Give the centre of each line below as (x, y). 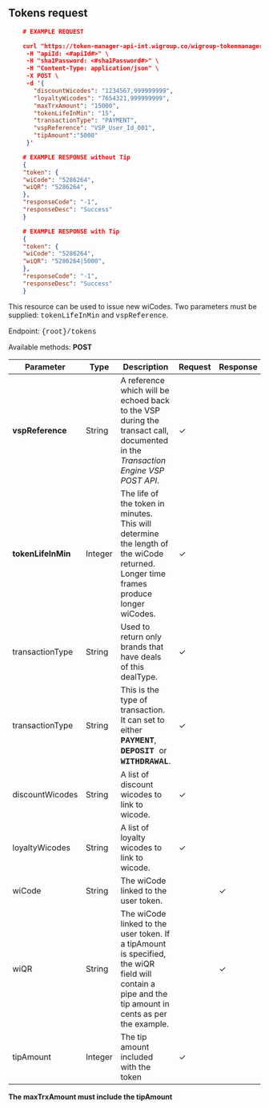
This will (136, 523)
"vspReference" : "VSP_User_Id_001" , (94, 128)
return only (141, 636)
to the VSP (140, 410)
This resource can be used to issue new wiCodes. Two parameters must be (133, 306)
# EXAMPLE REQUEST (53, 31)
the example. (145, 1023)
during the (140, 420)
